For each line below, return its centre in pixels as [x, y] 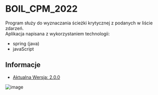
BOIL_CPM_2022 [42, 9]
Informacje [23, 65]
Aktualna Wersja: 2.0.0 [36, 77]
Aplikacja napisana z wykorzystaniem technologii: [58, 34]
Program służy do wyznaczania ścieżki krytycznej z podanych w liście [79, 23]
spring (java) [26, 43]
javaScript [23, 49]
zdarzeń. [15, 28]
